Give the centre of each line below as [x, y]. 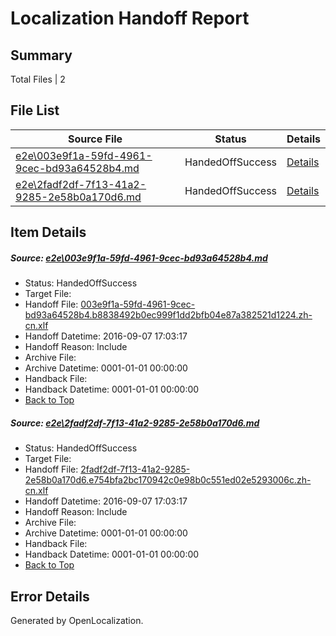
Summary [41, 55]
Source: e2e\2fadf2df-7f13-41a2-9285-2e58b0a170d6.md [135, 423]
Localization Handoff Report [130, 18]
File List [35, 110]
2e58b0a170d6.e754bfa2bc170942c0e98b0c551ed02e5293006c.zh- [168, 480]
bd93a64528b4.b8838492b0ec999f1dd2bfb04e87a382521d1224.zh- [168, 315]
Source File [95, 139]
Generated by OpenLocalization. [77, 620]
